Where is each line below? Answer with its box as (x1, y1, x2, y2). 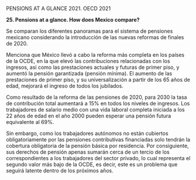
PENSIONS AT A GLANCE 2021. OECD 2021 (6, 5, 111, 12)
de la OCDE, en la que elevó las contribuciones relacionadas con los (6, 58, 171, 64)
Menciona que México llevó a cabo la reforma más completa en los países (6, 51, 185, 58)
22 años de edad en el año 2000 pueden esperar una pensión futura (6, 112, 171, 119)
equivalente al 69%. (6, 119, 54, 125)
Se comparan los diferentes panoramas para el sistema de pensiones (6, 27, 173, 34)
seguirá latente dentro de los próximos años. (6, 167, 114, 174)
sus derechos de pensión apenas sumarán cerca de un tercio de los (6, 148, 170, 155)
